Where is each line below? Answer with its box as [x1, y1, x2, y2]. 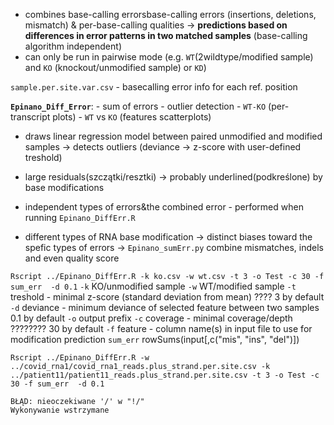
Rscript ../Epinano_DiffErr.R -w [10, 353, 150, 363]
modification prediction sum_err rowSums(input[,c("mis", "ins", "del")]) [10, 334, 300, 345]
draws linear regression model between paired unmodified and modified [24, 130, 323, 142]
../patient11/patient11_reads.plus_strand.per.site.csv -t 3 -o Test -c [10, 370, 320, 380]
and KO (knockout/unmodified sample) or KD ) [24, 62, 207, 73]
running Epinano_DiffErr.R [24, 212, 136, 223]
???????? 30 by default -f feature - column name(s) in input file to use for [10, 323, 313, 334]
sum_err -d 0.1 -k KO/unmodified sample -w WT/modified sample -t [10, 280, 297, 292]
